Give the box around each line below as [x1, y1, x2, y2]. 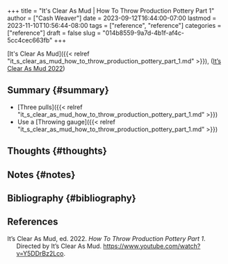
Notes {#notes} [7, 169, 76, 181]
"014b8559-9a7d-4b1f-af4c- [102, 28, 184, 37]
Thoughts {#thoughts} [7, 145, 108, 157]
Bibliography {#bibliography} [7, 192, 137, 204]
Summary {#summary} [7, 84, 110, 97]
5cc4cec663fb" [7, 36, 53, 44]
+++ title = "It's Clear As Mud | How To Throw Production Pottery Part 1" [7, 7, 215, 15]
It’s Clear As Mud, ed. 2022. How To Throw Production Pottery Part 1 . [7, 234, 206, 242]
